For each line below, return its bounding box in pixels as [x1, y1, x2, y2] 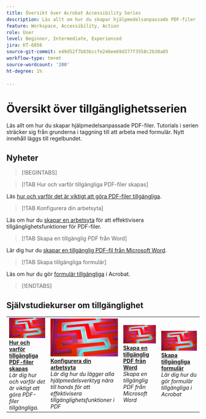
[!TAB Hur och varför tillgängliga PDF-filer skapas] [21, 181, 148, 188]
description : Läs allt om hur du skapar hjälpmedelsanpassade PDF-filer [6, 16, 196, 23]
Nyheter [6, 153, 39, 163]
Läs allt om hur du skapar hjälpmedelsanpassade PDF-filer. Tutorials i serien [6, 122, 199, 129]
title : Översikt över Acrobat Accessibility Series [6, 10, 141, 16]
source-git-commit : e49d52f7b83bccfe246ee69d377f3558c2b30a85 [6, 49, 169, 55]
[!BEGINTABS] [21, 169, 58, 176]
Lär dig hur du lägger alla [50, 371, 115, 378]
